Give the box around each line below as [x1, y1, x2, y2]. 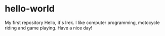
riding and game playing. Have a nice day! [5, 24, 93, 30]
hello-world [5, 3, 55, 14]
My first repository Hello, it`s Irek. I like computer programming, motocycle [5, 19, 160, 25]
